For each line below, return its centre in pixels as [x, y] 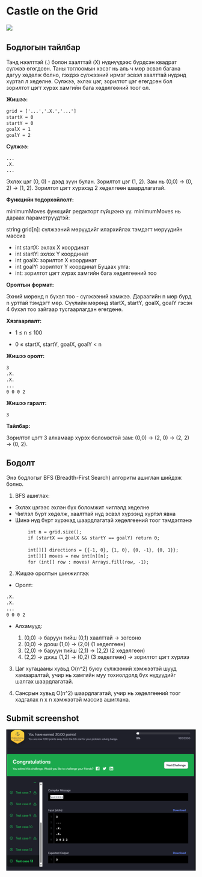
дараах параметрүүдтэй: [38, 218]
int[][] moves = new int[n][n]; [69, 556]
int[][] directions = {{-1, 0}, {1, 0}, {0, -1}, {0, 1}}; [103, 550]
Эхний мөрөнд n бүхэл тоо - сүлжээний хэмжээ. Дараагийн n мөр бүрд [99, 296]
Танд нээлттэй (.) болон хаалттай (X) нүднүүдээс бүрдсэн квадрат [92, 62]
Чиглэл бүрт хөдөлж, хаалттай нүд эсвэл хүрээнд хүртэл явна [95, 514]
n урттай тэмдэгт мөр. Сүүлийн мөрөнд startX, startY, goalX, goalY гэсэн [99, 303]
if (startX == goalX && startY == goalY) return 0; [94, 538]
